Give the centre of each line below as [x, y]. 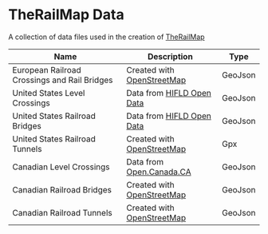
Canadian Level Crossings [61, 167]
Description [170, 56]
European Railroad [47, 69]
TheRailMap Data [67, 15]
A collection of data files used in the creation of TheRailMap [106, 37]
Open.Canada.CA [159, 172]
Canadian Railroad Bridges [62, 189]
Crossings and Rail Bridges [63, 80]
